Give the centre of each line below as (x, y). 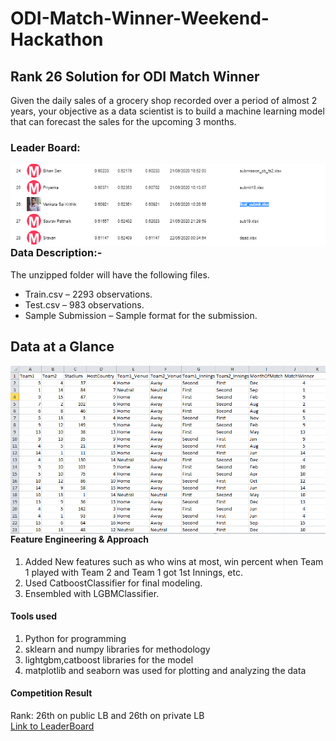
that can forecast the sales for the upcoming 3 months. (123, 121)
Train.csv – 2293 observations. (88, 294)
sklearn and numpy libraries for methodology (117, 649)
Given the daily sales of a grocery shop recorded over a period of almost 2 (164, 100)
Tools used (34, 616)
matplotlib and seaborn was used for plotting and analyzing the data (165, 670)
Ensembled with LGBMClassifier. (92, 593)
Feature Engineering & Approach (79, 539)
